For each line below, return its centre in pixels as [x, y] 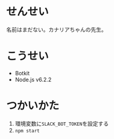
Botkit [22, 73]
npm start [27, 131]
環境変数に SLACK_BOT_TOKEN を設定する [62, 123]
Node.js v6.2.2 [33, 79]
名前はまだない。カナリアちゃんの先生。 [56, 29]
